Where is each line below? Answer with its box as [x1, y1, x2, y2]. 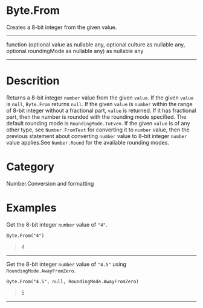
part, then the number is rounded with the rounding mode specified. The [6, 113, 187, 121]
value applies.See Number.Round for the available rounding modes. [6, 139, 169, 146]
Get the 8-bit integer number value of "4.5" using [6, 260, 127, 268]
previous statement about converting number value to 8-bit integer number [6, 132, 187, 139]
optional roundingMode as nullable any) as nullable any [6, 47, 144, 54]
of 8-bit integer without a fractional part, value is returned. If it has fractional [6, 107, 196, 114]
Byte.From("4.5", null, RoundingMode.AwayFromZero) [6, 278, 139, 284]
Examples [6, 201, 57, 215]
